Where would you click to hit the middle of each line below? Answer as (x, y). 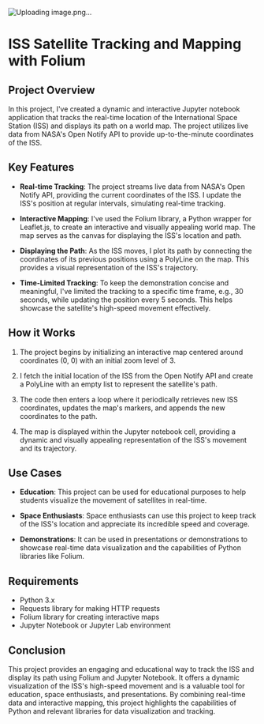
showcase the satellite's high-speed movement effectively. (115, 307)
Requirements (43, 581)
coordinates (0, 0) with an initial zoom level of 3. (97, 360)
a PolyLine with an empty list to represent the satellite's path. (119, 384)
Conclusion (37, 650)
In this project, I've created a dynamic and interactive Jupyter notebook (124, 109)
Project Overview (52, 90)
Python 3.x (37, 600)
